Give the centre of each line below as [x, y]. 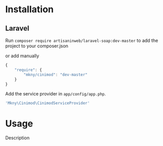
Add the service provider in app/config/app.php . [56, 94]
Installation [30, 9]
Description [17, 138]
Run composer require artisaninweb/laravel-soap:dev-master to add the [82, 40]
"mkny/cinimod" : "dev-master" [56, 75]
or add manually [22, 56]
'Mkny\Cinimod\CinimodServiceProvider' [48, 103]
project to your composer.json [37, 46]
